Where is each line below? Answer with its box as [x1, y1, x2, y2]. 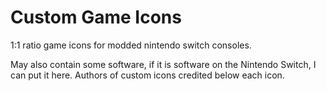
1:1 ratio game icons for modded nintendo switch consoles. [10, 39, 252, 51]
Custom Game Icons [10, 6, 182, 29]
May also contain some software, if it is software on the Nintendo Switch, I [10, 58, 317, 70]
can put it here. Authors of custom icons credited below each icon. [10, 69, 285, 81]
